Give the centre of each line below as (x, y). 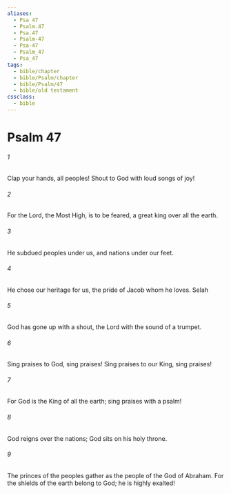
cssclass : (21, 97)
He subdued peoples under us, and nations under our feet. (90, 253)
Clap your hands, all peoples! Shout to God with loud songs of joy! (101, 178)
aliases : (20, 13)
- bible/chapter (37, 71)
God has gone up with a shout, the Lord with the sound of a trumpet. (104, 327)
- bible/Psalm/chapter (46, 78)
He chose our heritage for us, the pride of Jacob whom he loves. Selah (108, 290)
